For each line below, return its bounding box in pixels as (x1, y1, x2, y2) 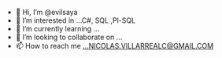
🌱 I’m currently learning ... (15, 24, 100, 33)
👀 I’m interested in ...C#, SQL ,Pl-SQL (15, 16, 136, 25)
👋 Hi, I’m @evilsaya (15, 8, 78, 16)
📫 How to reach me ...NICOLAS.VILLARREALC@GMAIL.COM (15, 42, 214, 50)
